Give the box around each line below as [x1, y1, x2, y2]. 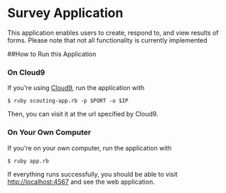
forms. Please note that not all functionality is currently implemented [7, 35, 208, 44]
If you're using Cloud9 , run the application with [7, 84, 145, 92]
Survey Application [7, 5, 124, 21]
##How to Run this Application [7, 50, 97, 58]
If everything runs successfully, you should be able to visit [7, 170, 178, 178]
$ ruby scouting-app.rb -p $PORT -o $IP [7, 97, 129, 104]
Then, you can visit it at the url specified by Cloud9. [7, 110, 158, 118]
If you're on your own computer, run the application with [7, 143, 172, 152]
